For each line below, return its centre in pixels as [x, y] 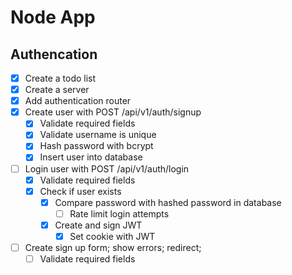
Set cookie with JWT [112, 236]
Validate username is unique [98, 135]
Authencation [54, 54]
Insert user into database [91, 157]
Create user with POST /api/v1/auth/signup [113, 112]
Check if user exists [80, 191]
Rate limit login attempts [119, 213]
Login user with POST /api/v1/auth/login [107, 168]
